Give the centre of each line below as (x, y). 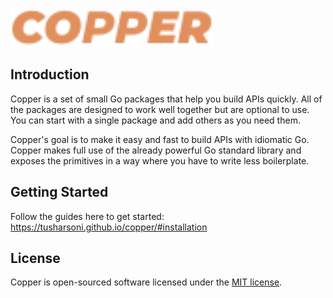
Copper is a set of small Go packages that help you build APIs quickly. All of (166, 99)
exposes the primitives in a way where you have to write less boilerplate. (160, 160)
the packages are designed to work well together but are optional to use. (160, 109)
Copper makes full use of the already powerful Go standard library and (156, 150)
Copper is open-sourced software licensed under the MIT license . (146, 282)
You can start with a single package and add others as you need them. (155, 120)
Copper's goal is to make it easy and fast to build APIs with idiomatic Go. (160, 139)
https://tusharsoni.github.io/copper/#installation (109, 227)
